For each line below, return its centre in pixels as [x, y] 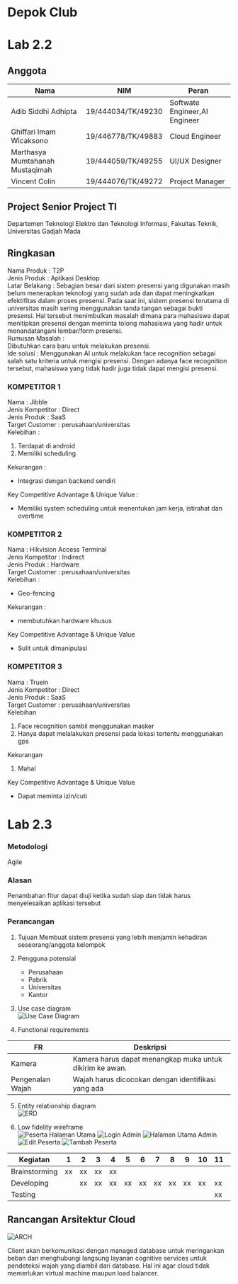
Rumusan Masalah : [36, 338]
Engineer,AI [189, 112]
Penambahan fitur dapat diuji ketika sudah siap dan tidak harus [99, 896]
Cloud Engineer [195, 137]
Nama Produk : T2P [36, 271]
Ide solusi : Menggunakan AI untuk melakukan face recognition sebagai [112, 353]
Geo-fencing [36, 593]
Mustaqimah [32, 170]
